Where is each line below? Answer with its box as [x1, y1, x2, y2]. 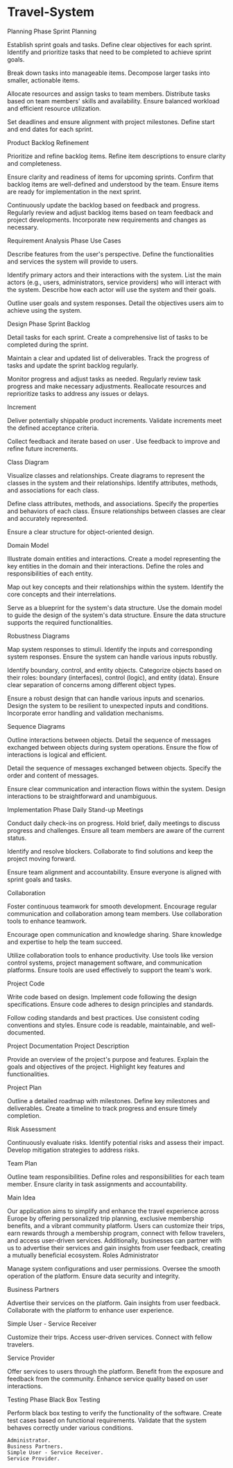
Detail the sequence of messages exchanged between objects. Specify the [7, 763, 222, 772]
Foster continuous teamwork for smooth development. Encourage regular [7, 902, 217, 910]
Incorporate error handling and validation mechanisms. [7, 709, 164, 717]
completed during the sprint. [7, 340, 89, 349]
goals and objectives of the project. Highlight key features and [7, 1062, 185, 1071]
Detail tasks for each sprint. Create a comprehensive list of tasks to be [7, 333, 208, 341]
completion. [7, 1111, 42, 1120]
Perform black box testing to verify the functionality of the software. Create [7, 1408, 223, 1417]
